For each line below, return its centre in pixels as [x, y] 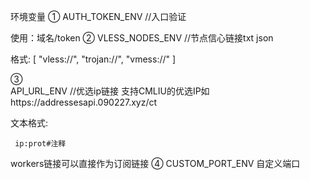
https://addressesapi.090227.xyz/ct [84, 102]
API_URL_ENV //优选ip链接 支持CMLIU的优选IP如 [110, 91]
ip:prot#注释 [40, 144]
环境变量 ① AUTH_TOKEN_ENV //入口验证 [98, 16]
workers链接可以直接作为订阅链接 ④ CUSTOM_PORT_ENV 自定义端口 [155, 163]
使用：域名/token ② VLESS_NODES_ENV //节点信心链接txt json [142, 38]
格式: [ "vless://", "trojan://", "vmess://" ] [93, 59]
